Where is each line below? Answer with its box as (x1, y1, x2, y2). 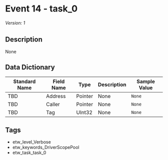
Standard (13, 78, 36, 85)
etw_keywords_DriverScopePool (12, 144, 79, 150)
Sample (136, 78, 155, 85)
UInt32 (76, 108, 92, 115)
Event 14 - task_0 (5, 3, 78, 14)
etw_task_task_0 (12, 149, 46, 155)
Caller (45, 100, 60, 107)
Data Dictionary (5, 63, 55, 71)
